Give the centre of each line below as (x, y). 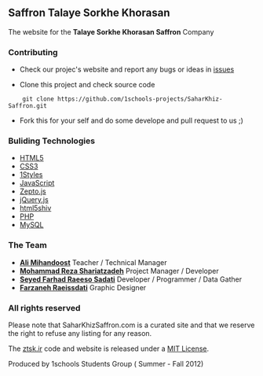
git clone (38, 99)
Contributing (33, 52)
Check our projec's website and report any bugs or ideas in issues (127, 69)
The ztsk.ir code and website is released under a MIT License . (109, 348)
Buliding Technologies (52, 141)
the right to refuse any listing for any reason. (80, 333)
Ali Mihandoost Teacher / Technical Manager (93, 262)
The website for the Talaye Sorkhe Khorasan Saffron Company (111, 31)
